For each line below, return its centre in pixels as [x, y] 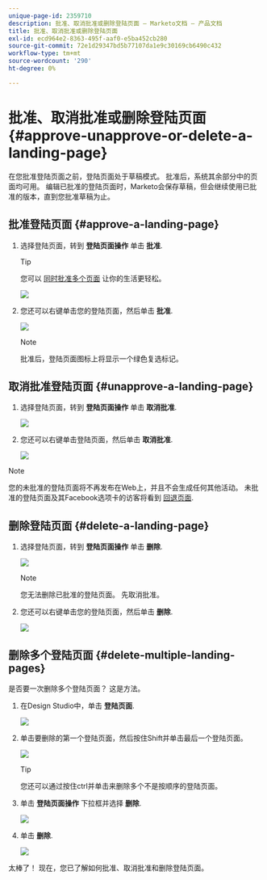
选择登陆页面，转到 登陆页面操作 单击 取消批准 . [98, 407]
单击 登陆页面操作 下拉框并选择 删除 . [81, 803]
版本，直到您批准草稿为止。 [68, 196]
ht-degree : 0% [32, 69]
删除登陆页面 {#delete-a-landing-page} [109, 526]
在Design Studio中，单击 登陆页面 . [77, 705]
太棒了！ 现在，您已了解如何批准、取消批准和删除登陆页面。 [108, 867]
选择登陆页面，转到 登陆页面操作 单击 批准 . [91, 245]
